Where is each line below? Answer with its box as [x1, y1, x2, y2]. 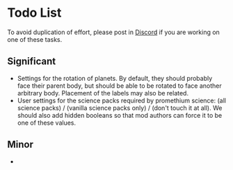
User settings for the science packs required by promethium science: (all [17, 96, 226, 105]
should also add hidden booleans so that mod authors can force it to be [17, 111, 223, 119]
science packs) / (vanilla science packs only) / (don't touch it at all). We [17, 103, 223, 112]
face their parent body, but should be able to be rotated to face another [17, 82, 222, 90]
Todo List [7, 5, 62, 21]
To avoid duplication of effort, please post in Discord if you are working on [7, 28, 220, 36]
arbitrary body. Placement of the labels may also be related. [17, 88, 189, 97]
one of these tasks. [7, 35, 63, 43]
